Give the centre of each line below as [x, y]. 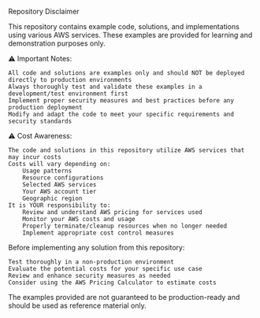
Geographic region [52, 198]
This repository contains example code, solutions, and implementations [124, 26]
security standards [40, 121]
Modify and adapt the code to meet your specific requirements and [121, 114]
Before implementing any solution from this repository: [97, 248]
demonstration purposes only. [57, 43]
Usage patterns [47, 171]
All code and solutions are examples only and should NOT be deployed [126, 73]
